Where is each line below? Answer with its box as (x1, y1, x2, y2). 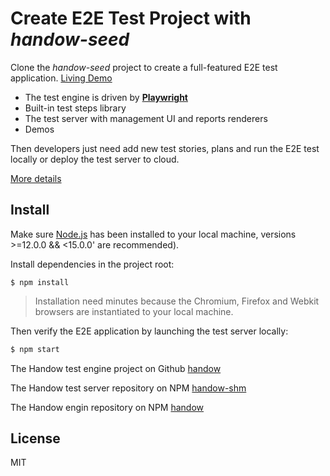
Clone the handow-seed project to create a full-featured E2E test (10, 61, 278, 73)
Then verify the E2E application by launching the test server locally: (10, 325, 289, 337)
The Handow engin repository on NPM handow (10, 401, 205, 413)
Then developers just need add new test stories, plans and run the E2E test (10, 142, 320, 154)
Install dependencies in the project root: (10, 258, 175, 270)
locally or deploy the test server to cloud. (10, 153, 180, 165)
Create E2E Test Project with (10, 7, 252, 30)
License (10, 430, 61, 447)
